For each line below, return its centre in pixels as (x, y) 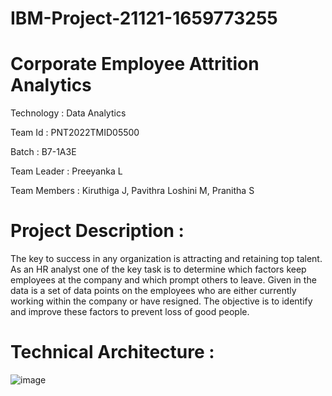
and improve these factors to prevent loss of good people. (130, 312)
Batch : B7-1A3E (43, 152)
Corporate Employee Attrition (135, 64)
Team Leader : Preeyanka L (66, 171)
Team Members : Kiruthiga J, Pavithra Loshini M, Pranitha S (132, 191)
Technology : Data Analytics (68, 113)
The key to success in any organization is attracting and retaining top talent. (166, 259)
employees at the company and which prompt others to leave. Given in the (163, 280)
